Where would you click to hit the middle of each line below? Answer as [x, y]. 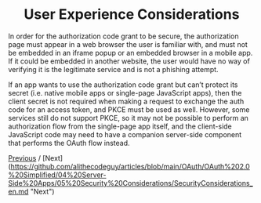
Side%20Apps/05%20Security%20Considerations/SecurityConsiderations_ [130, 183]
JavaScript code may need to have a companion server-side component [125, 134]
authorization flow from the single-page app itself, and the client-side [120, 126]
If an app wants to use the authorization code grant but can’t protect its [123, 85]
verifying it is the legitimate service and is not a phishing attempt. [113, 69]
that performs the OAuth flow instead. [69, 143]
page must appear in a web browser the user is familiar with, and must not [128, 44]
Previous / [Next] [36, 158]
